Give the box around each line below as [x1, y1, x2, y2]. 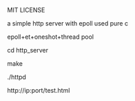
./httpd [7, 73, 26, 81]
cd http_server [7, 46, 48, 54]
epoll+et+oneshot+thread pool [7, 33, 94, 41]
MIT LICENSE [7, 6, 45, 14]
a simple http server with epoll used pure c [7, 19, 129, 27]
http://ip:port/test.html [7, 86, 70, 94]
